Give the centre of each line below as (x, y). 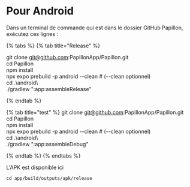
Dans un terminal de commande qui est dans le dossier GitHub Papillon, (95, 28)
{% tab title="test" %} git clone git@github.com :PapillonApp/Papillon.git (95, 112)
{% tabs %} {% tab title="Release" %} (53, 46)
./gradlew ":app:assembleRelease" (49, 89)
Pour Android (40, 11)
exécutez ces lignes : (32, 34)
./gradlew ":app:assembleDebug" (47, 144)
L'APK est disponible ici (35, 167)
